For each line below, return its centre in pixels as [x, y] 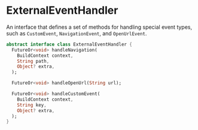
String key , [32, 105]
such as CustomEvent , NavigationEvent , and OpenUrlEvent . [77, 33]
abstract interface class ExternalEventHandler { [69, 44]
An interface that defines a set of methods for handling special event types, [99, 27]
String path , [33, 61]
